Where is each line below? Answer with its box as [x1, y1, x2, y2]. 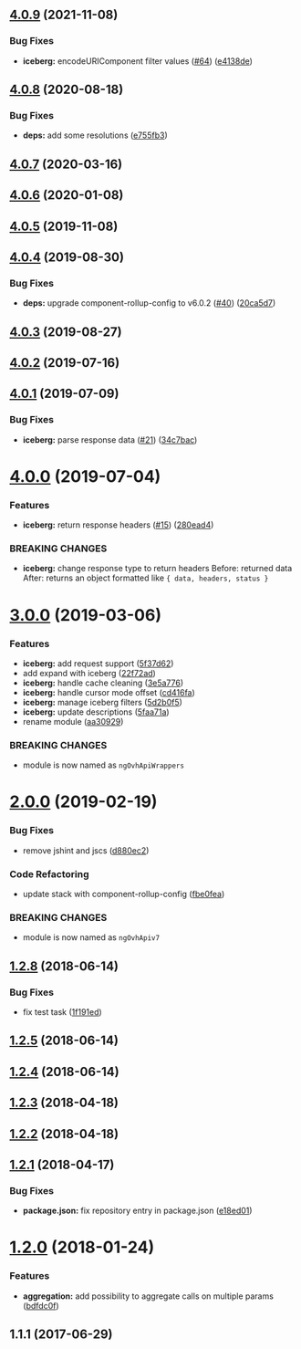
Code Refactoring [9, 867, 89, 880]
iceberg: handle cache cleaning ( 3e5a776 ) [22, 677, 184, 688]
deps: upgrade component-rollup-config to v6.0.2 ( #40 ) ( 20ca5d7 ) [22, 298, 276, 308]
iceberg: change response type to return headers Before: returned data [22, 563, 293, 574]
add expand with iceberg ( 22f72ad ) [22, 667, 157, 678]
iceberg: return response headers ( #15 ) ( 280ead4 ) [22, 519, 214, 530]
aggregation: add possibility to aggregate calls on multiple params [22, 1291, 274, 1302]
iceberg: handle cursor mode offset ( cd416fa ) [22, 686, 196, 697]
